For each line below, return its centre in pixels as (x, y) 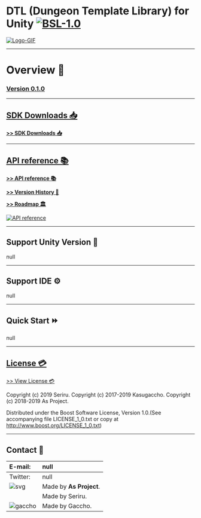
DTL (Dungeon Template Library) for (98, 11)
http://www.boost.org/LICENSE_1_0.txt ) (54, 425)
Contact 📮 (25, 450)
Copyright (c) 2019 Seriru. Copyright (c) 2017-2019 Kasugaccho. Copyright (98, 395)
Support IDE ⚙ (33, 281)
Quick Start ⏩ (32, 321)
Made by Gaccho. (67, 506)
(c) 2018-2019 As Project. (37, 401)
